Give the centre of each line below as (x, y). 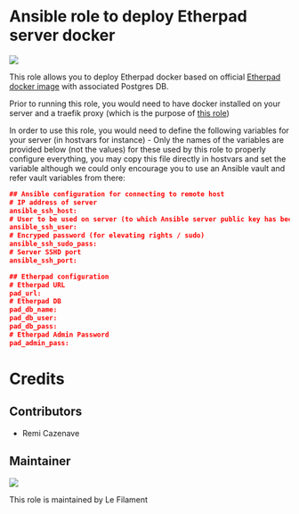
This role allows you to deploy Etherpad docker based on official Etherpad (145, 77)
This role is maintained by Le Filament (79, 499)
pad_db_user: (33, 319)
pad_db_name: (33, 310)
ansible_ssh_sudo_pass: (53, 244)
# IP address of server (53, 203)
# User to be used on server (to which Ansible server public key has (143, 219)
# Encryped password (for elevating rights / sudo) (107, 236)
